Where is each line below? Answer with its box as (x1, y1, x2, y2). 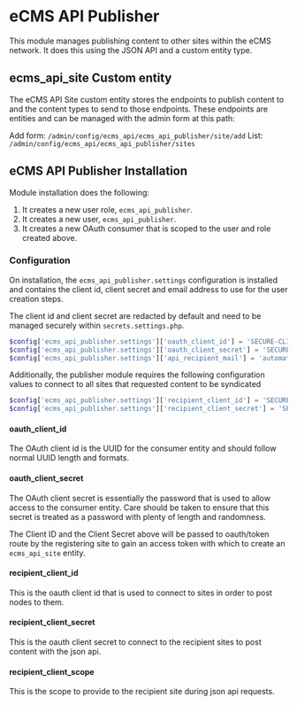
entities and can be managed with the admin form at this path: (9, 112, 236, 123)
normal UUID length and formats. (9, 453, 130, 463)
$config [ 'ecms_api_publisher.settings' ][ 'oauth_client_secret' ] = (9, 345, 259, 354)
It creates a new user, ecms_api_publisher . (21, 213, 177, 224)
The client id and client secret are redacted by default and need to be (9, 310, 262, 321)
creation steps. (9, 293, 64, 304)
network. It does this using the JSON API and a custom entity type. (9, 44, 253, 55)
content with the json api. (9, 647, 102, 657)
